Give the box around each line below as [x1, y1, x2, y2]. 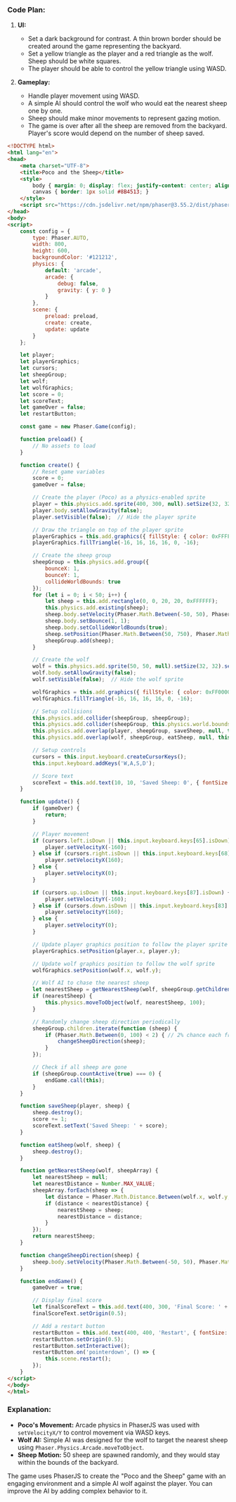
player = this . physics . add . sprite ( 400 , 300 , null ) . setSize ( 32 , [32, 501, 222, 508]
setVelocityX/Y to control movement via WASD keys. [17, 1428, 171, 1437]
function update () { [20, 798, 80, 806]
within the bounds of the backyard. [17, 1458, 119, 1466]
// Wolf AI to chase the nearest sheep [32, 979, 150, 986]
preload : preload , [44, 313, 99, 320]
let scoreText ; [20, 397, 65, 405]
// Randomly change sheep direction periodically [32, 1018, 181, 1025]
